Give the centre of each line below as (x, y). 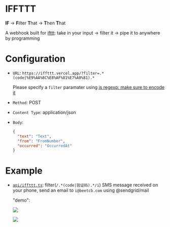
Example (24, 171)
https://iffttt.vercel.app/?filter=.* (63, 73)
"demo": (21, 200)
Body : (18, 122)
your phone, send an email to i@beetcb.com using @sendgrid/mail (81, 190)
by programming (23, 38)
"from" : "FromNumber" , (41, 141)
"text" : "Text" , (35, 136)
